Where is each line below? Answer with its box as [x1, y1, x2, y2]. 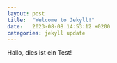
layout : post [7, 10, 45, 17]
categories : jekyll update [7, 29, 86, 37]
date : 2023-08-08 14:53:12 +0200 [7, 23, 111, 30]
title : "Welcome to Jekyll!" [7, 17, 95, 24]
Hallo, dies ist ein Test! [7, 48, 72, 57]
